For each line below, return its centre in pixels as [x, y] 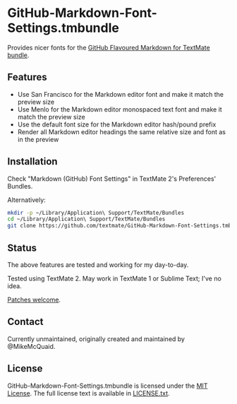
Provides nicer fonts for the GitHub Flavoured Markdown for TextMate [109, 47]
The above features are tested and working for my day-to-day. [98, 265]
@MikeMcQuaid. [31, 346]
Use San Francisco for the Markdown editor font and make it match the [121, 94]
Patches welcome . [34, 299]
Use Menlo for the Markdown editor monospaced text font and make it [120, 109]
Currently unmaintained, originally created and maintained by [96, 339]
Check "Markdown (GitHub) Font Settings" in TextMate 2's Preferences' [112, 179]
